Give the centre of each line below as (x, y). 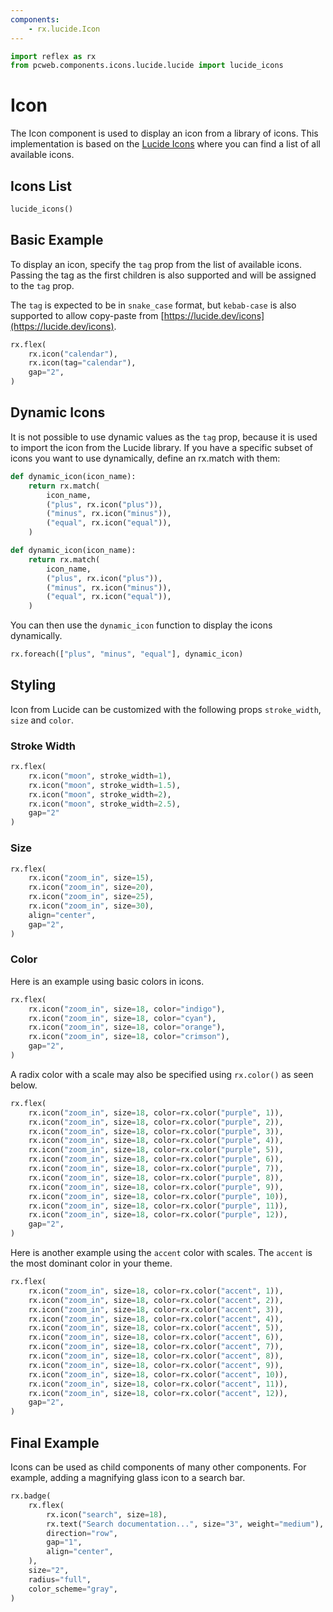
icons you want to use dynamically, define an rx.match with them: (145, 458)
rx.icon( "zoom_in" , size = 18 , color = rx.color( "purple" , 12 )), (158, 1215)
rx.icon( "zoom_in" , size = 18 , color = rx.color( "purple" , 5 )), (156, 1150)
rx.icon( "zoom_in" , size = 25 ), (91, 897)
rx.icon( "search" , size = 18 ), (107, 1514)
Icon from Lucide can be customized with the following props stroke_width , (166, 709)
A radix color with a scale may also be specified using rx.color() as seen (162, 1074)
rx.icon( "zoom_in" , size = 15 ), (91, 878)
